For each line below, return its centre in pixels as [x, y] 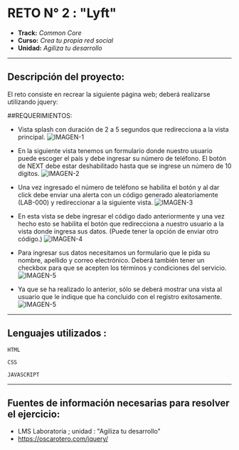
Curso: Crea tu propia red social [65, 40]
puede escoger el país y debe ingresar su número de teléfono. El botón [122, 158]
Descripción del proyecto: [66, 77]
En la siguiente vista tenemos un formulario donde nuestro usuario [115, 150]
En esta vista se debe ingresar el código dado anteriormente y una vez [121, 216]
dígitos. [28, 173]
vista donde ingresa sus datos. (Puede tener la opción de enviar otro [118, 231]
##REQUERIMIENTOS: [40, 115]
